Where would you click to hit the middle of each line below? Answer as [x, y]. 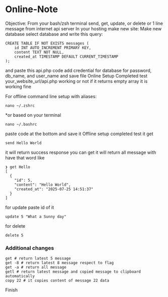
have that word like [25, 157]
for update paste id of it [30, 207]
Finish [11, 290]
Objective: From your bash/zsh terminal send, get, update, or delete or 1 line [84, 23]
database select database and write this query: [54, 34]
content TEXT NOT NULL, [39, 52]
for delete [15, 226]
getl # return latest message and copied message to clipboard [73, 272]
